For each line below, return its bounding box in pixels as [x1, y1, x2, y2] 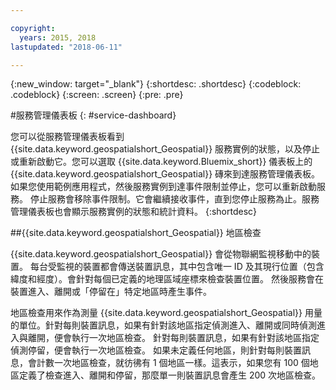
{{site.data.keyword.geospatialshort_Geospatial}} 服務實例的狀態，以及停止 [10, 143, 321, 155]
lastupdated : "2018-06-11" [10, 42, 123, 52]
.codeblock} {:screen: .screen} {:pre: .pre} [10, 89, 184, 101]
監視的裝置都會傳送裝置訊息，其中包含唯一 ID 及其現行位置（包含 [56, 261, 325, 273]
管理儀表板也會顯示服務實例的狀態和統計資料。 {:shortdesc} [10, 206, 258, 218]
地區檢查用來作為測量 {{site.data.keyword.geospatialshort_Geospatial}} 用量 [10, 307, 323, 319]
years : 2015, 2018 [19, 32, 97, 43]
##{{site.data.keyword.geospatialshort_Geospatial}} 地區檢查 [10, 227, 262, 239]
